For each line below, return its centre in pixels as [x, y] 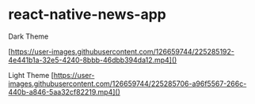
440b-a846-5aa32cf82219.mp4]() [65, 91]
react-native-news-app [87, 15]
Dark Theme [29, 36]
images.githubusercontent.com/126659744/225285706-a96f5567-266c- [127, 84]
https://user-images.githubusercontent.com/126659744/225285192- [123, 51]
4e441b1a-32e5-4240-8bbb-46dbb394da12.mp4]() [93, 60]
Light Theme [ [31, 75]
